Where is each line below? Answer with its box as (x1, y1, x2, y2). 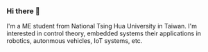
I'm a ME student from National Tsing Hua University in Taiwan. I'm (6, 22, 198, 31)
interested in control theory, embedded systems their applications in (6, 29, 202, 37)
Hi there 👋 (6, 6, 41, 16)
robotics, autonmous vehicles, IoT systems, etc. (6, 37, 143, 45)
